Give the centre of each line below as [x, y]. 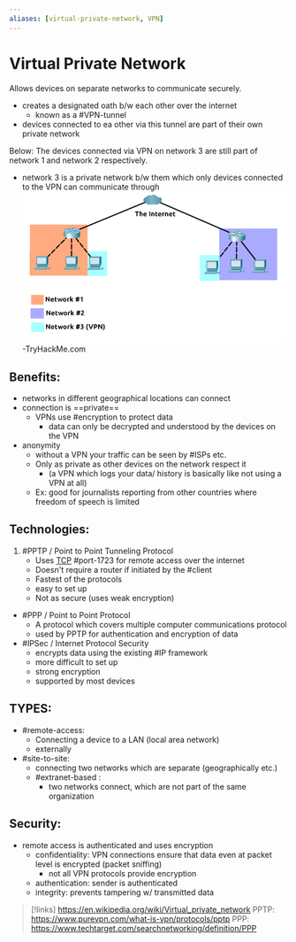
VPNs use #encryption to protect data [104, 417]
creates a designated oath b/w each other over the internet [129, 105]
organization [71, 796]
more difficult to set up [76, 662]
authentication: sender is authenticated [106, 883]
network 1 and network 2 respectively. [79, 160]
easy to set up [61, 588]
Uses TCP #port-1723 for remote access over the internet [140, 560]
